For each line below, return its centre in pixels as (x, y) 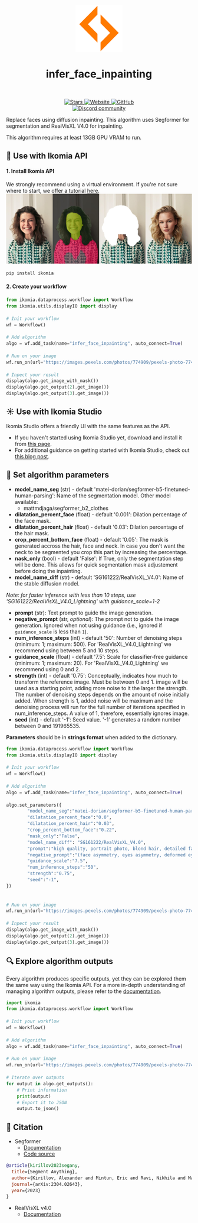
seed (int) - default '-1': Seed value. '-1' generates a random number (98, 719)
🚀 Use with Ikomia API (47, 156)
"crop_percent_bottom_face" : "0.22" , (72, 830)
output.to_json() (38, 1109)
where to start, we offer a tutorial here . (53, 190)
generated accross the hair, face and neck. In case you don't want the (100, 546)
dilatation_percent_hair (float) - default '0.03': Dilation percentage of (99, 527)
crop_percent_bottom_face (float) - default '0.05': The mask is (92, 539)
